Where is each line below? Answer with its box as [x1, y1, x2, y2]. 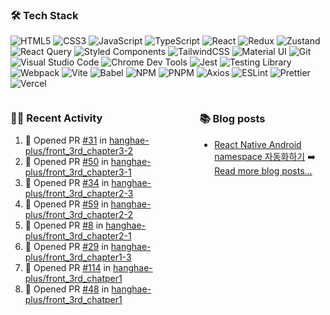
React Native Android [214, 138, 302, 150]
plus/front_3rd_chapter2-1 [24, 229, 132, 242]
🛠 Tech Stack [10, 8, 79, 22]
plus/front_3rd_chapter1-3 [24, 251, 132, 263]
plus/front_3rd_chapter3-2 [24, 144, 134, 157]
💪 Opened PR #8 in [24, 219, 104, 231]
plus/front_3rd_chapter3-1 [24, 166, 132, 178]
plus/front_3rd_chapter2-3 [24, 187, 134, 199]
